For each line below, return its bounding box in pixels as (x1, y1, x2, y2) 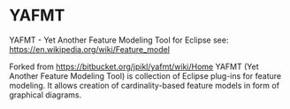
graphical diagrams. (9, 90, 82, 100)
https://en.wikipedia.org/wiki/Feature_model (9, 43, 171, 54)
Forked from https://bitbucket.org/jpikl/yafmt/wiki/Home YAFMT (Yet (9, 61, 259, 72)
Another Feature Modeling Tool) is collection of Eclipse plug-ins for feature (9, 70, 281, 81)
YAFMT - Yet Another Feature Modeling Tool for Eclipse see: (9, 35, 229, 45)
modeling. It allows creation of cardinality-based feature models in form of (9, 80, 280, 90)
